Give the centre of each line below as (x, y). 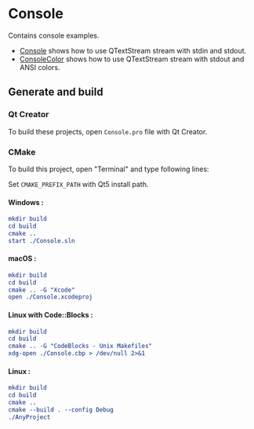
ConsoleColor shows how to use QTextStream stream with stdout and (132, 59)
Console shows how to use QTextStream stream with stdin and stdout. (133, 50)
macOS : (22, 258)
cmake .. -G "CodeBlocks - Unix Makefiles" (80, 346)
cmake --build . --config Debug (61, 409)
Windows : (26, 202)
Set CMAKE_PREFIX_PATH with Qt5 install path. (78, 184)
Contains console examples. (54, 35)
